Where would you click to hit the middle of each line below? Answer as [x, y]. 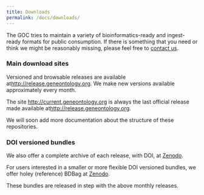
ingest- [176, 35]
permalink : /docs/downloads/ [43, 18]
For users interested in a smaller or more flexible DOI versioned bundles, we [101, 168]
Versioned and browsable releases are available [66, 77]
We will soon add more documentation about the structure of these [90, 120]
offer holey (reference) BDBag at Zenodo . [58, 174]
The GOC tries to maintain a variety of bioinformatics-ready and [86, 35]
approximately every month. [41, 90]
